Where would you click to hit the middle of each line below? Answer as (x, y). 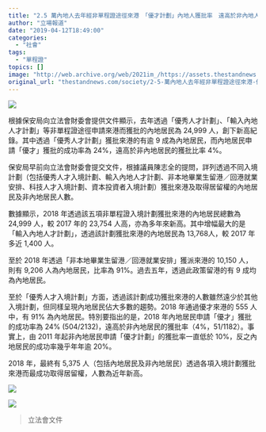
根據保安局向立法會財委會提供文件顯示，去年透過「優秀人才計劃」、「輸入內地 (133, 120)
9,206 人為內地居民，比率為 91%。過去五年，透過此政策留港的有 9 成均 (140, 270)
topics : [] (26, 67)
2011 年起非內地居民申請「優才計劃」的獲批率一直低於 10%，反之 (144, 336)
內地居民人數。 (53, 197)
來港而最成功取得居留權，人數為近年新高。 (78, 373)
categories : (28, 38)
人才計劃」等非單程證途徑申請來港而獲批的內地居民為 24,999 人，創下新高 (129, 130)
